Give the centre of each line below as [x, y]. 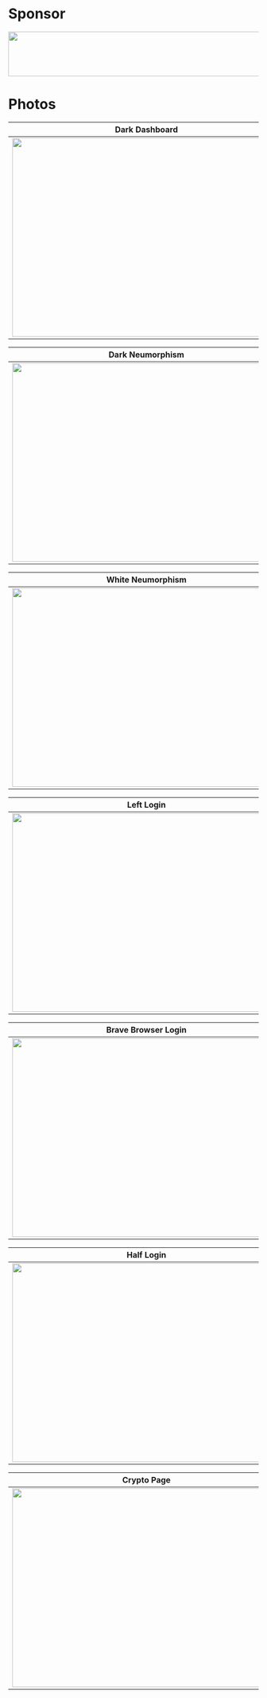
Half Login [147, 1254]
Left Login [146, 804]
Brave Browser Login [146, 1029]
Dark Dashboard [147, 130]
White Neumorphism [146, 580]
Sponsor [37, 14]
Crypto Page [146, 1479]
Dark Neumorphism [146, 355]
